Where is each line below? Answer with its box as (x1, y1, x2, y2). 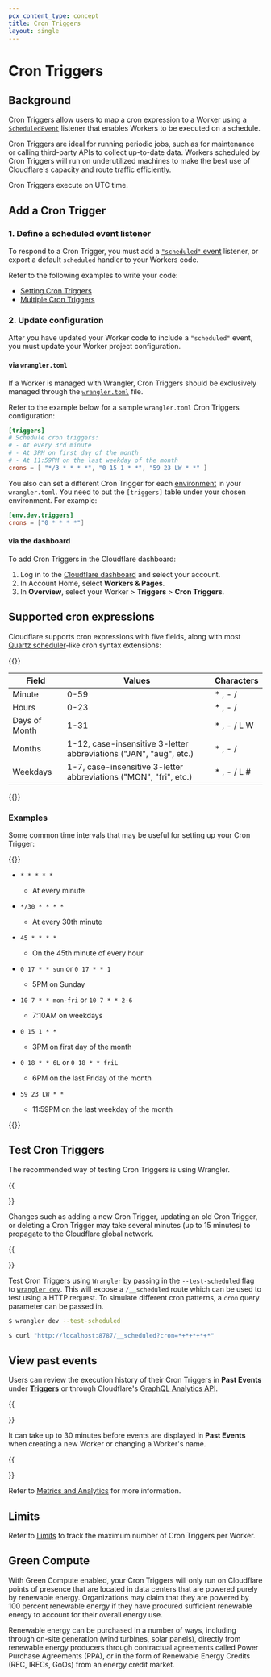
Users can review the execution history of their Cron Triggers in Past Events (8, 1375, 262, 1385)
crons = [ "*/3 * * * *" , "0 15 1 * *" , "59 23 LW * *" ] (8, 464, 207, 472)
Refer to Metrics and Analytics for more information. (8, 1486, 181, 1496)
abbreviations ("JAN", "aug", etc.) (67, 747, 194, 759)
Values (123, 675, 151, 686)
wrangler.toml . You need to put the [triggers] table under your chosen (8, 487, 246, 497)
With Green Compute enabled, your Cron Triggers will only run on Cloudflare (8, 1575, 263, 1585)
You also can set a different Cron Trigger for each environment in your (8, 478, 242, 488)
